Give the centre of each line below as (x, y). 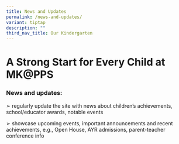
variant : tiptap (26, 22)
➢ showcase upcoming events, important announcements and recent (89, 123)
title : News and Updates (36, 11)
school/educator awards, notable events (55, 112)
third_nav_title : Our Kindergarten (49, 33)
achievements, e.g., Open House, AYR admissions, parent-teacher (86, 129)
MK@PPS (30, 75)
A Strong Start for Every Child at (86, 62)
